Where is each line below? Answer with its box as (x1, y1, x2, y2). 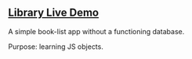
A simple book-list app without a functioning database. (8, 26, 185, 36)
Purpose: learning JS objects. (8, 42, 103, 51)
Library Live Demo (8, 6, 100, 19)
